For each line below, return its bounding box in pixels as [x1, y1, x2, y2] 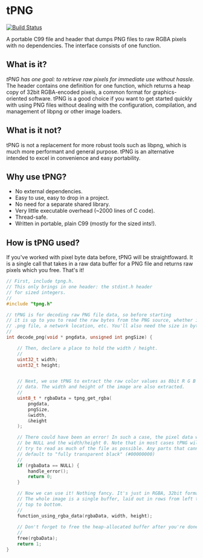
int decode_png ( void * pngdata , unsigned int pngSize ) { [6, 334, 153, 340]
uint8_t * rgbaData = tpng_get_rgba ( [17, 395, 112, 402]
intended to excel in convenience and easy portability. [6, 154, 141, 161]
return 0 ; [28, 474, 53, 480]
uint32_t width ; [17, 356, 59, 362]
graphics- [152, 88, 177, 96]
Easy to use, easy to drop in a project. [14, 194, 110, 202]
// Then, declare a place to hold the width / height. [17, 345, 158, 351]
